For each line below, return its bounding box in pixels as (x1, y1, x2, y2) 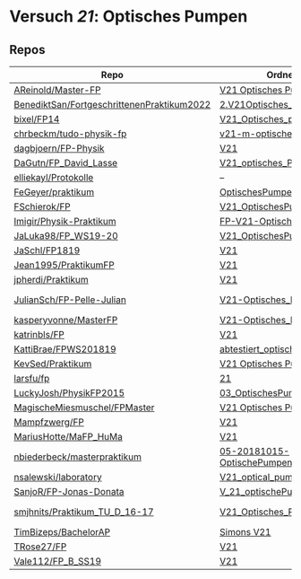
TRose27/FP (13, 540, 67, 553)
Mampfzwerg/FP (13, 416, 85, 428)
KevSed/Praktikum (13, 357, 92, 370)
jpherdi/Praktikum (13, 274, 90, 285)
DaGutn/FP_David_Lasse (13, 157, 118, 169)
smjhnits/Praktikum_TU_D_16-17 (13, 505, 154, 518)
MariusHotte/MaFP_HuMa (13, 431, 124, 443)
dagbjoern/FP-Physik (13, 142, 105, 154)
